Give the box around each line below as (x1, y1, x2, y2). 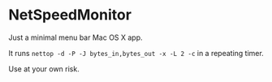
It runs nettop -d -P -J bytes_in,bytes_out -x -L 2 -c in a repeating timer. (8, 48, 264, 58)
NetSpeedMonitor (8, 6, 132, 24)
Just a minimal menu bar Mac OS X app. (8, 32, 144, 42)
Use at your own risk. (8, 63, 80, 74)
